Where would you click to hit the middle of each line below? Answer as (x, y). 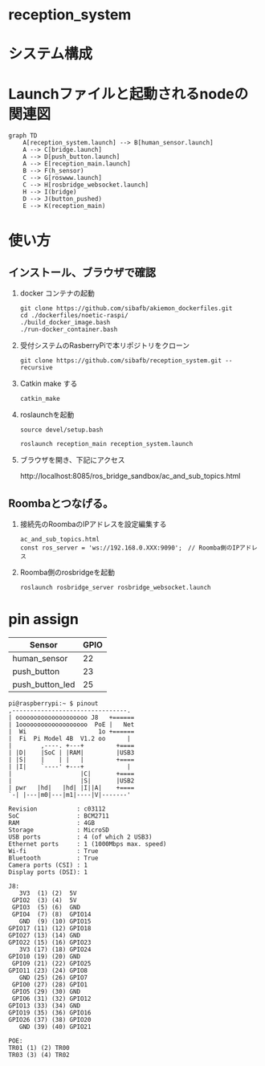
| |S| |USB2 (71, 781)
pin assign (43, 619)
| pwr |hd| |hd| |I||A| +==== (71, 788)
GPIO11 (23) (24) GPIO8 (48, 971)
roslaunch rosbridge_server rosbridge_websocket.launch (115, 588)
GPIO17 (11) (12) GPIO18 (50, 929)
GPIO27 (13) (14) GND (45, 936)
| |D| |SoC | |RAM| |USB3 (71, 753)
